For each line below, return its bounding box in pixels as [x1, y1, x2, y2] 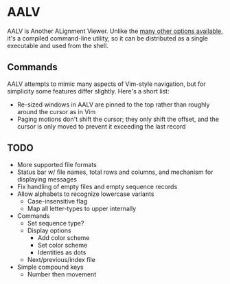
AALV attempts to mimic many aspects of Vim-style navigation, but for [7, 80, 206, 88]
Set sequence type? [27, 219, 84, 227]
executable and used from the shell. [7, 41, 108, 50]
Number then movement [27, 270, 97, 278]
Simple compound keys [16, 263, 84, 271]
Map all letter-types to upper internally [27, 204, 137, 212]
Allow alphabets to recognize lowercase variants [16, 190, 154, 198]
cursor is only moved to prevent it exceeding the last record [16, 122, 186, 131]
